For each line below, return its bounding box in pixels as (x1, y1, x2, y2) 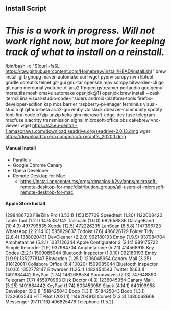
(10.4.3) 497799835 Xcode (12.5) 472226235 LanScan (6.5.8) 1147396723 (5, 223, 161, 229)
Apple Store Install (5, 201, 45, 207)
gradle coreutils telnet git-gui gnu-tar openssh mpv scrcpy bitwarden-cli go (5, 79, 164, 86)
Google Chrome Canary (12, 162, 63, 168)
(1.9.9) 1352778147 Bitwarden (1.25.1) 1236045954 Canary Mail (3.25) (5, 255, 152, 262)
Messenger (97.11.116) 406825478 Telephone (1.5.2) (5, 298, 114, 305)
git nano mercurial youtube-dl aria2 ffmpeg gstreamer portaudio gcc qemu (5, 85, 163, 91)
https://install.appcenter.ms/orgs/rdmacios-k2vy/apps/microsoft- (20, 178, 158, 184)
